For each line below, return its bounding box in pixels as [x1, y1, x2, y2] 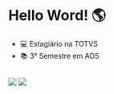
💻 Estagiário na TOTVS [19, 39, 99, 48]
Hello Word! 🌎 [8, 6, 107, 25]
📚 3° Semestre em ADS [19, 51, 100, 60]
